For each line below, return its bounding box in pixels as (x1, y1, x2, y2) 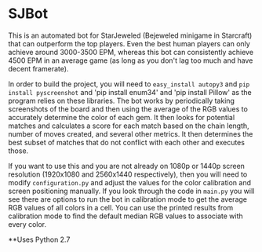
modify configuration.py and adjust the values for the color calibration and (8, 177, 252, 187)
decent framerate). (8, 64, 69, 73)
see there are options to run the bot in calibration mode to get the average (8, 194, 247, 204)
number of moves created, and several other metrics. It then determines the (8, 129, 253, 138)
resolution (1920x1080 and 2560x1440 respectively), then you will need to (8, 170, 248, 179)
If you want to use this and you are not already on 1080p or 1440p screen (8, 161, 246, 170)
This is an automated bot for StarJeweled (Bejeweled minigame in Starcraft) (8, 31, 253, 40)
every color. (8, 219, 47, 228)
